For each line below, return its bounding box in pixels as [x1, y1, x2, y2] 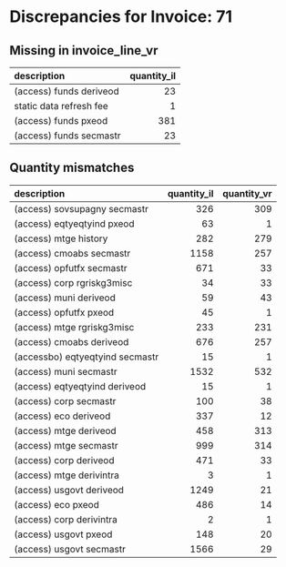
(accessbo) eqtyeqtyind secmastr [14, 350, 159, 363]
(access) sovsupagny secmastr [14, 202, 148, 215]
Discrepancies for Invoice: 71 [9, 6, 233, 27]
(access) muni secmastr [14, 365, 117, 378]
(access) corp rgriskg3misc [14, 276, 133, 289]
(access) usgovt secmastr [14, 542, 126, 555]
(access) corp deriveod [14, 453, 115, 466]
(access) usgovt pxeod [14, 528, 113, 541]
